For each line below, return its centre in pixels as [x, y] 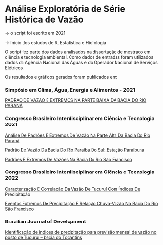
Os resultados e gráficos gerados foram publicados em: [61, 77]
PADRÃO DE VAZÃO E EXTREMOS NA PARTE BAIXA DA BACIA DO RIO [76, 100]
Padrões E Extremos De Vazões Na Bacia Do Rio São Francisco [69, 159]
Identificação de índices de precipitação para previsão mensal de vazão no [81, 232]
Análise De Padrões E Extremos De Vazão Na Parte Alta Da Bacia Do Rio [78, 135]
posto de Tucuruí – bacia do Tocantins [44, 237]
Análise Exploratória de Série [65, 9]
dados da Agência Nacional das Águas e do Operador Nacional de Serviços [81, 62]
